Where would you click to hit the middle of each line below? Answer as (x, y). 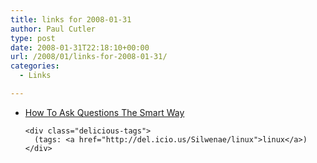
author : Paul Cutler (53, 29)
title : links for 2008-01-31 (71, 19)
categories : (35, 66)
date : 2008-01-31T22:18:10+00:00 (80, 47)
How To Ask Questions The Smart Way (104, 112)
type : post (33, 38)
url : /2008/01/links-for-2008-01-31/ (89, 57)
